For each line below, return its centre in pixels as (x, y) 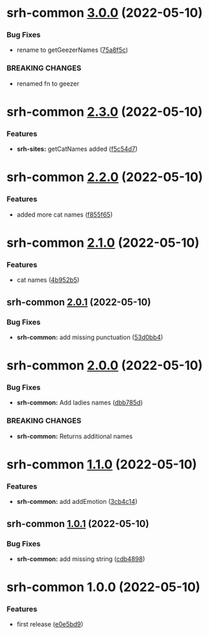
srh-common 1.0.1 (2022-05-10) (78, 524)
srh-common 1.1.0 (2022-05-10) (102, 464)
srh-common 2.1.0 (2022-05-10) (103, 243)
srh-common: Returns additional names (75, 436)
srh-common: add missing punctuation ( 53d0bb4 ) (90, 337)
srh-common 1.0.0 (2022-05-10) (103, 587)
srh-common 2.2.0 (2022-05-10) (105, 177)
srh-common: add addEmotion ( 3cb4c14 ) (77, 502)
